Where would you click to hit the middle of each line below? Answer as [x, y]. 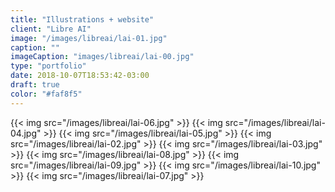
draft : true [35, 85]
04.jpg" [26, 133]
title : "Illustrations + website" [82, 19]
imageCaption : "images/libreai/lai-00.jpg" [102, 57]
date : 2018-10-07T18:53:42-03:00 [80, 76]
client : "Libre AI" [51, 29]
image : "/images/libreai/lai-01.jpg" [89, 38]
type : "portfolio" [48, 66]
